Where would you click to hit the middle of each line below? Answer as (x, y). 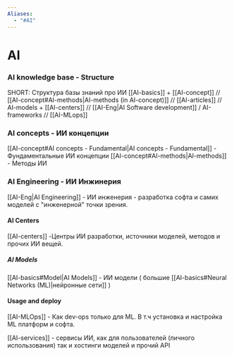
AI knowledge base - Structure (61, 77)
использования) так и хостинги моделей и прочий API (89, 345)
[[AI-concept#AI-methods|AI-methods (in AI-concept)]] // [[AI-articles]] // (115, 100)
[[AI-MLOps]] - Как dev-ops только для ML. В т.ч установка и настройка (115, 317)
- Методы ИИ (27, 163)
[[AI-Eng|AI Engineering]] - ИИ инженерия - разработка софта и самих (113, 197)
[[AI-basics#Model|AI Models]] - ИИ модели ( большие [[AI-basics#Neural (117, 277)
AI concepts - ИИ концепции (58, 133)
